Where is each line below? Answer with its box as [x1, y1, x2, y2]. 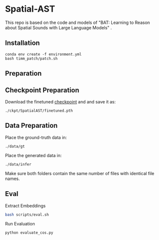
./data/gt [5, 144, 25, 149]
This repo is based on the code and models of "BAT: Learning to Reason [5, 20, 150, 25]
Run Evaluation [5, 221, 35, 227]
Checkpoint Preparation [5, 86, 79, 94]
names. [5, 176, 20, 181]
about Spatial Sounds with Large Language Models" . [5, 24, 112, 30]
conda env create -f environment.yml [5, 52, 82, 57]
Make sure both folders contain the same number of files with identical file [5, 170, 155, 176]
